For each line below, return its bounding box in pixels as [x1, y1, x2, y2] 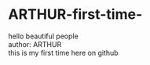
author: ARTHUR [8, 39, 62, 49]
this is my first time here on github [8, 48, 119, 57]
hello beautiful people [8, 31, 79, 41]
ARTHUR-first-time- [8, 5, 143, 23]
